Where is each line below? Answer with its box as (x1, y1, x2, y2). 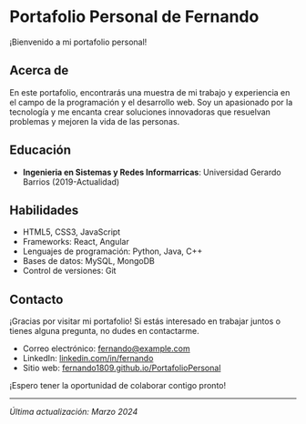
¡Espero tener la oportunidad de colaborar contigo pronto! (9, 380, 227, 391)
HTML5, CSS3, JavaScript (22, 227, 121, 237)
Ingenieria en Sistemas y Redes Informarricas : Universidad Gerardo (22, 167, 281, 177)
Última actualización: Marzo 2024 (9, 407, 138, 418)
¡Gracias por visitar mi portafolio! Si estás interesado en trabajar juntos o (9, 316, 280, 327)
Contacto (9, 291, 64, 307)
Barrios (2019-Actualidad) (22, 176, 120, 187)
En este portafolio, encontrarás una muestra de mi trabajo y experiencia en (9, 86, 291, 97)
